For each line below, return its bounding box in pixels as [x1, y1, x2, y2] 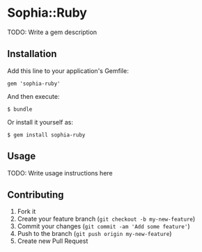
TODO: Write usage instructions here [7, 168, 113, 177]
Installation [7, 48, 57, 60]
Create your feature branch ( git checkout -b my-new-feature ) [17, 214, 196, 223]
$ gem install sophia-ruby [7, 131, 86, 139]
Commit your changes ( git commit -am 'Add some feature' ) [17, 222, 190, 230]
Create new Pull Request [17, 237, 88, 245]
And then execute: [7, 92, 60, 100]
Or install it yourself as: [7, 118, 73, 126]
